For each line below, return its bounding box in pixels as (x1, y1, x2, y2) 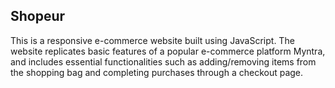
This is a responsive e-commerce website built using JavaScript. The (10, 34, 295, 46)
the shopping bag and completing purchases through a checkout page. (10, 66, 304, 78)
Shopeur (10, 8, 66, 25)
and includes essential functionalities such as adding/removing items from (10, 55, 317, 68)
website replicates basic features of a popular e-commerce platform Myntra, (10, 45, 326, 57)
